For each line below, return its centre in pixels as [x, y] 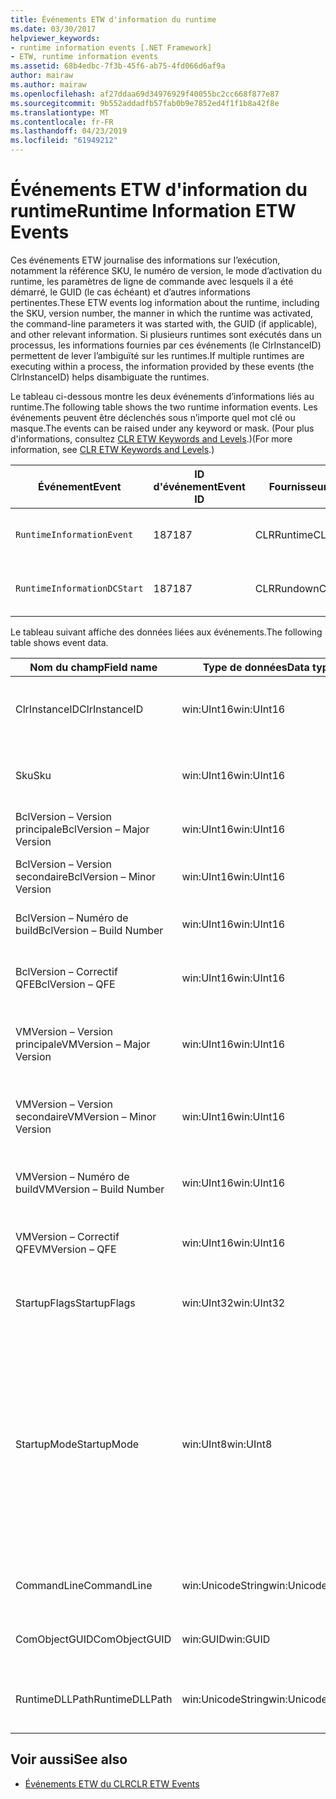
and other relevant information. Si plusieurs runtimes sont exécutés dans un [166, 334]
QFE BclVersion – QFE [65, 984]
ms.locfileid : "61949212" [64, 141]
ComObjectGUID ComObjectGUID [93, 1639]
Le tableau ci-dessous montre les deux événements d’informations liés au [162, 396]
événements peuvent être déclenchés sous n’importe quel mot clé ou [153, 417]
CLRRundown [287, 588]
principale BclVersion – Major [82, 829]
